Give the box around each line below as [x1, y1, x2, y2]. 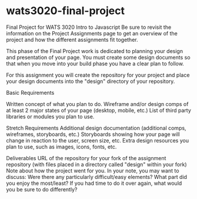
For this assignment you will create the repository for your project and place [6, 71, 190, 78]
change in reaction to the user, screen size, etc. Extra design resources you [6, 137, 189, 144]
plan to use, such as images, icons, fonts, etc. [6, 143, 117, 150]
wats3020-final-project [6, 4, 125, 18]
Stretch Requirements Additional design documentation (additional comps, [6, 124, 186, 131]
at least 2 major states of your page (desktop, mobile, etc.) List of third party [6, 107, 191, 114]
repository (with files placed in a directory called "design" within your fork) [6, 161, 187, 168]
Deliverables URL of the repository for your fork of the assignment [6, 154, 166, 161]
